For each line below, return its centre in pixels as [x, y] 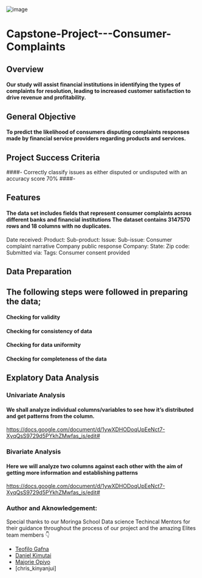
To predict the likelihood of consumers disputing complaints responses [98, 132]
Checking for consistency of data [49, 331]
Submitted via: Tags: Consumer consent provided [68, 253]
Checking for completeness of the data [57, 359]
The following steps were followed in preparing [97, 292]
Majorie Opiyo [32, 562]
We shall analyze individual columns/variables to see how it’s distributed [100, 409]
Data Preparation [39, 271]
